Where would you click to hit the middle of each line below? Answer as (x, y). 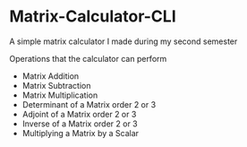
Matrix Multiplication (60, 95)
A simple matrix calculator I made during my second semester (123, 41)
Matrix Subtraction (56, 85)
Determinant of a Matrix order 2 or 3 (89, 104)
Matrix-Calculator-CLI (93, 17)
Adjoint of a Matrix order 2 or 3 (79, 114)
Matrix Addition (51, 76)
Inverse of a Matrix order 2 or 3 (80, 124)
